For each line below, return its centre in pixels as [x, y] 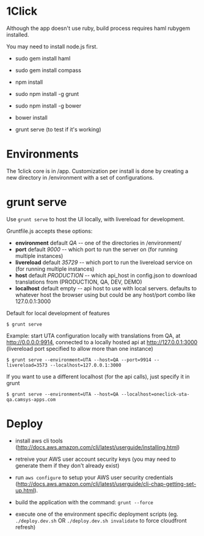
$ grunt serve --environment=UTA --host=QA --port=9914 [79, 360]
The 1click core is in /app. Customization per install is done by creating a [97, 171]
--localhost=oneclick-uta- [155, 394]
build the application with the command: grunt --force [84, 502]
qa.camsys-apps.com [31, 399]
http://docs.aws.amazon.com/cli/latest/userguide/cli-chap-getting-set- [107, 483]
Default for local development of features [58, 313]
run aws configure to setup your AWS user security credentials [94, 477]
